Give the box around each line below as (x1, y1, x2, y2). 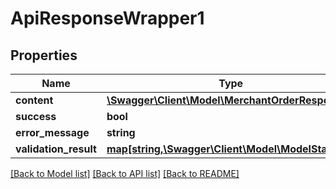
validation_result (15, 142, 97, 156)
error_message (15, 126, 90, 139)
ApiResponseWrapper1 (10, 7, 205, 30)
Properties (10, 47, 78, 64)
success (15, 110, 57, 123)
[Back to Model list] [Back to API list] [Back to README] (10, 168, 240, 179)
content (15, 93, 54, 107)
